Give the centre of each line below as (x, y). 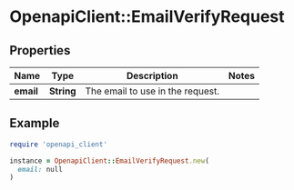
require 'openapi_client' (58, 144)
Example (35, 123)
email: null (41, 169)
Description (152, 76)
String (62, 91)
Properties (40, 50)
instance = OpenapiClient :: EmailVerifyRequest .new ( (109, 161)
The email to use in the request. (152, 91)
